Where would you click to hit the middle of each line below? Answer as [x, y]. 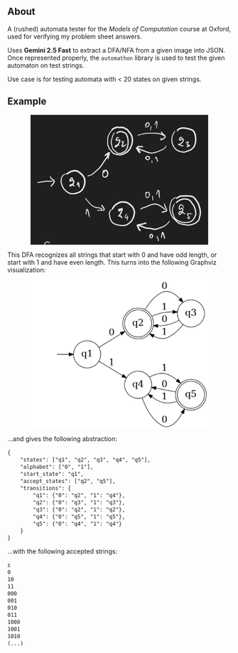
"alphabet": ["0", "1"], [57, 467]
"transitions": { [46, 489]
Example [27, 101]
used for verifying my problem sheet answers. [75, 36]
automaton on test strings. [46, 65]
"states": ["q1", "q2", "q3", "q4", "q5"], [86, 460]
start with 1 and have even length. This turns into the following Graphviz [112, 262]
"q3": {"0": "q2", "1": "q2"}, [79, 510]
